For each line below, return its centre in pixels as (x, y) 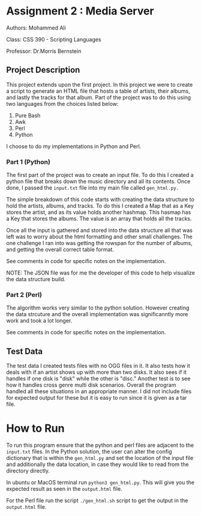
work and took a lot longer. (39, 321)
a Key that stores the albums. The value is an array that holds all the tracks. (99, 219)
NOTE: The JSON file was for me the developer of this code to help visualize (100, 273)
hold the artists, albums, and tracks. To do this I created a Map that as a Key (100, 206)
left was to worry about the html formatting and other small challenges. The (100, 237)
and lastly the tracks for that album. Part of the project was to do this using (98, 97)
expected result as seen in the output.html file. (64, 489)
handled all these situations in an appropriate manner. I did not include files (99, 391)
